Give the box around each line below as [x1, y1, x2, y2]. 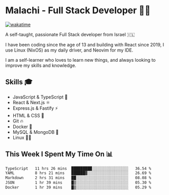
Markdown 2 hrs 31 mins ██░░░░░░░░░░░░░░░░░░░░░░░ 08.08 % [5, 176, 152, 181]
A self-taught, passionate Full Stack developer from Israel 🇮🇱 [5, 31, 135, 37]
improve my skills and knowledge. [5, 62, 76, 68]
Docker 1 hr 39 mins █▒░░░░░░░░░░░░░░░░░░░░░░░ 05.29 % [5, 185, 152, 190]
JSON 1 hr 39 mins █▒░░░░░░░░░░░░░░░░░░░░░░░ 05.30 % [5, 180, 152, 185]
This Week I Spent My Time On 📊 [5, 150, 113, 159]
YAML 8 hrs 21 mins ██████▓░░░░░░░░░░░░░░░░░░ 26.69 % [5, 170, 152, 176]
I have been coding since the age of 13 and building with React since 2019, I [5, 41, 164, 47]
